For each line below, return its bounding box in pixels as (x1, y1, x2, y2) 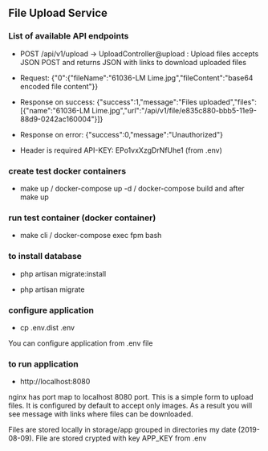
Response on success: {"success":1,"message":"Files (19, 96, 198, 107)
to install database (8, 251, 83, 262)
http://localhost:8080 (19, 377, 91, 387)
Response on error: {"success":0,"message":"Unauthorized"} (19, 129, 223, 139)
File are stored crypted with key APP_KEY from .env (35, 433, 207, 443)
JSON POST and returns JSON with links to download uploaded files (19, 57, 247, 67)
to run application (8, 358, 79, 369)
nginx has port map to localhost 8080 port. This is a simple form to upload (8, 392, 254, 402)
